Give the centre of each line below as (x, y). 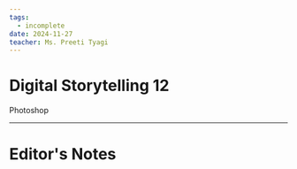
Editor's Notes (63, 154)
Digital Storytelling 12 (89, 86)
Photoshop (29, 111)
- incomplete (41, 26)
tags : (19, 17)
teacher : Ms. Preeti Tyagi (59, 42)
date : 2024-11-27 (41, 34)
